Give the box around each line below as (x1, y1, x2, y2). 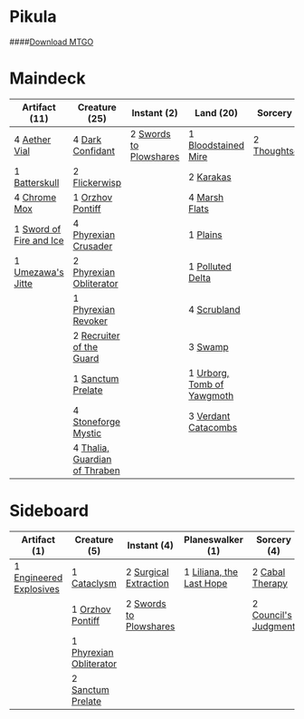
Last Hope (184, 577, 228, 589)
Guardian (72, 452, 112, 465)
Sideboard (9, 500, 89, 521)
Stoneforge (72, 415, 120, 428)
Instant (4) (127, 539, 174, 551)
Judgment (252, 619, 296, 632)
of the (72, 340, 98, 353)
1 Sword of (14, 222, 62, 235)
